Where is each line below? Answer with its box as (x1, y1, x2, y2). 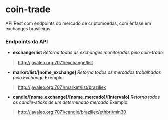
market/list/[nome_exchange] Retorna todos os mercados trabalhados (12, 69, 161, 75)
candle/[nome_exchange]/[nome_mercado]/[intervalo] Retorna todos (12, 94, 160, 100)
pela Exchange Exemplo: (12, 75, 64, 81)
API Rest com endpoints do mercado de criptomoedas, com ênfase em (5, 20, 151, 26)
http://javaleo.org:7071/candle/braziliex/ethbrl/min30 (17, 109, 127, 115)
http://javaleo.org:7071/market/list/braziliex (17, 84, 106, 90)
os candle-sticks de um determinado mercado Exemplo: (12, 99, 129, 105)
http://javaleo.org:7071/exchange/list (17, 59, 93, 66)
